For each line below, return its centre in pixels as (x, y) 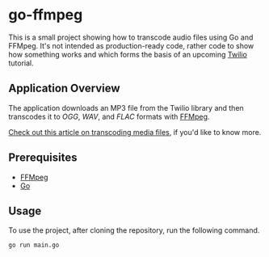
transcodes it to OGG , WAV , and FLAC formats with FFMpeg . (109, 116)
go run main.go (34, 245)
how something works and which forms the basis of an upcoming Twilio (128, 54)
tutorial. (21, 63)
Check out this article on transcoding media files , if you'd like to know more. (135, 132)
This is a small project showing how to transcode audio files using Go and (131, 37)
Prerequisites (43, 158)
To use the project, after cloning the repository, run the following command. (134, 230)
